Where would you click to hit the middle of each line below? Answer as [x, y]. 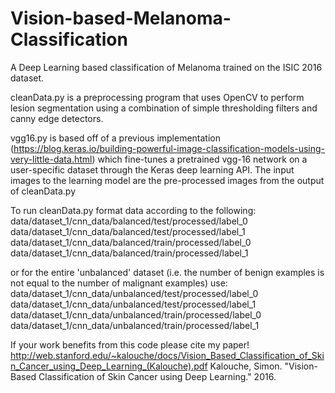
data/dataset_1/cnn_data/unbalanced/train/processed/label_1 [135, 325]
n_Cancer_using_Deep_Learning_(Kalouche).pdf [109, 366]
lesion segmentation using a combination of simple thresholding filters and [164, 108]
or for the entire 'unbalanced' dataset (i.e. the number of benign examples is [167, 272]
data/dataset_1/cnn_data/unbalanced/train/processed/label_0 [136, 314]
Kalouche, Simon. [246, 366]
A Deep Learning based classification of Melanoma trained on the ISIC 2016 [166, 67]
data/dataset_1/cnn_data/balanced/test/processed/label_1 [128, 231]
